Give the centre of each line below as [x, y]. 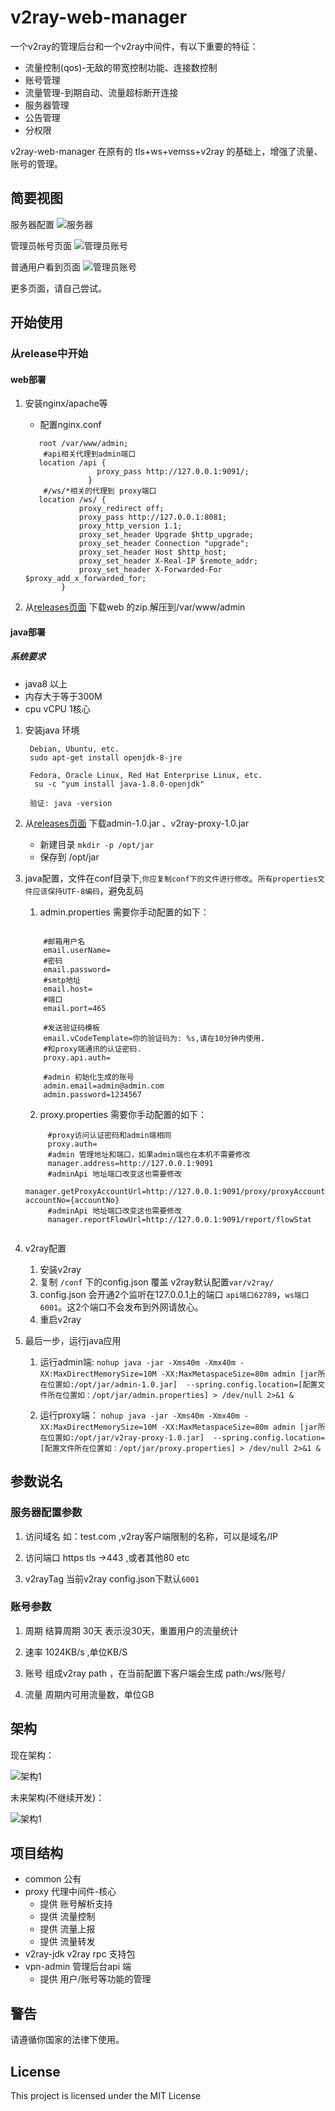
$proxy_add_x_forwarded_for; [85, 579]
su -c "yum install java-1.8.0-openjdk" [119, 784]
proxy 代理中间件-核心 [70, 1892]
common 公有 [53, 1879]
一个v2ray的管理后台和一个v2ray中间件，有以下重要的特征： [134, 46]
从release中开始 [49, 354]
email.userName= [77, 950]
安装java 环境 [52, 730]
